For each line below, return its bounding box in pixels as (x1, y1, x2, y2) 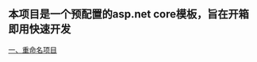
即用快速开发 (8, 22, 71, 36)
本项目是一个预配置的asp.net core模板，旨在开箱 (8, 7, 250, 21)
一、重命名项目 (8, 45, 57, 54)
